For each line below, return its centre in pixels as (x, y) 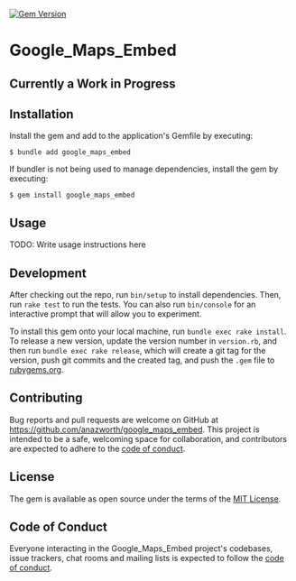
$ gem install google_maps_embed (72, 195)
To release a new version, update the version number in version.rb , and (143, 341)
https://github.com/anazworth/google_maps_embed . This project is (134, 429)
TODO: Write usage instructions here (78, 244)
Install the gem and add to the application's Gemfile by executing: (131, 136)
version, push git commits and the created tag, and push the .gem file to (142, 360)
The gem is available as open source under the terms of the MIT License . (145, 498)
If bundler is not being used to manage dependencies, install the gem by (144, 169)
